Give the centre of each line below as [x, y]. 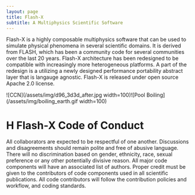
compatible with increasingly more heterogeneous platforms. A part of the [97, 65]
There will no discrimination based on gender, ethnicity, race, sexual [89, 154]
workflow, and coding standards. [46, 186]
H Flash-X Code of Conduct [75, 125]
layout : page [22, 12]
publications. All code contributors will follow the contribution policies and [96, 180]
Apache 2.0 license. [31, 84]
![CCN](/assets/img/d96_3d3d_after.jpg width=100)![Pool [76, 95]
